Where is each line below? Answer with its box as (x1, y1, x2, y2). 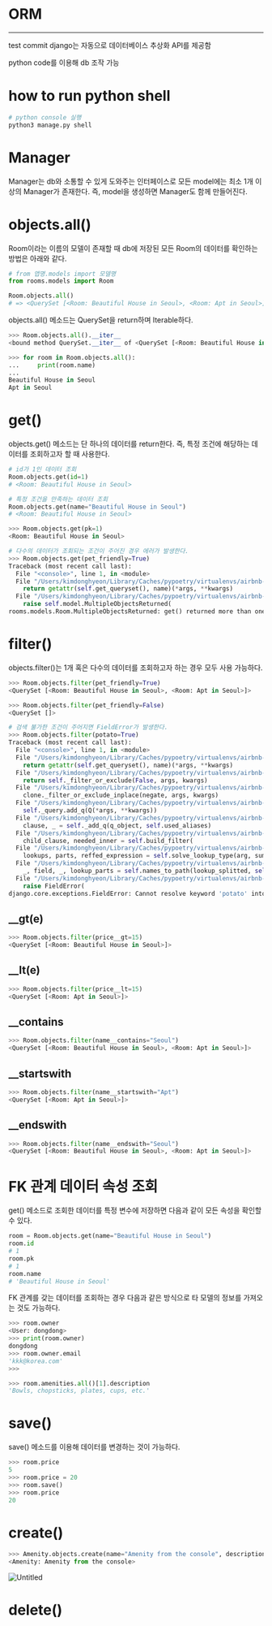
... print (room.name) (8, 361, 96, 370)
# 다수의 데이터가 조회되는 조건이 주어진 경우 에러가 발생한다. (8, 547, 189, 556)
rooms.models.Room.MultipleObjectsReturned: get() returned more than (8, 608, 252, 616)
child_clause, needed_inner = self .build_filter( (23, 837, 194, 845)
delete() (8, 1601, 63, 1620)
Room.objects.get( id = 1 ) (8, 473, 89, 481)
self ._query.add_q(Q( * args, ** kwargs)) (23, 807, 158, 815)
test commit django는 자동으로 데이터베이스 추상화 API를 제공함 (8, 40, 212, 50)
